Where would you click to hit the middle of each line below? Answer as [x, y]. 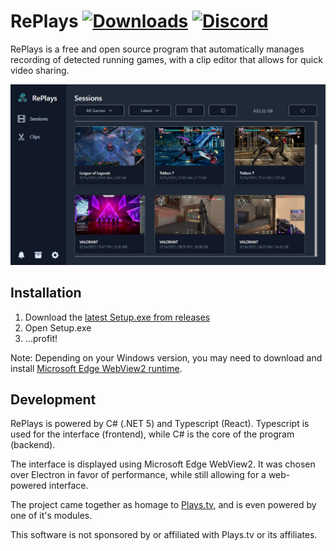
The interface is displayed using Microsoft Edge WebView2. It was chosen [163, 464]
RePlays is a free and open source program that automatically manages [157, 49]
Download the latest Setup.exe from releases [117, 317]
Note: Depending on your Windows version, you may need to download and [166, 357]
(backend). [33, 445]
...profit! [41, 338]
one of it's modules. [51, 516]
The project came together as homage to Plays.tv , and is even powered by [163, 505]
